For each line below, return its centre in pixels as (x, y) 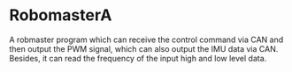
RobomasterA (61, 15)
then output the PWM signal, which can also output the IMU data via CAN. (144, 48)
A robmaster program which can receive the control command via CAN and (146, 40)
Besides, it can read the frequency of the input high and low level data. (138, 58)
